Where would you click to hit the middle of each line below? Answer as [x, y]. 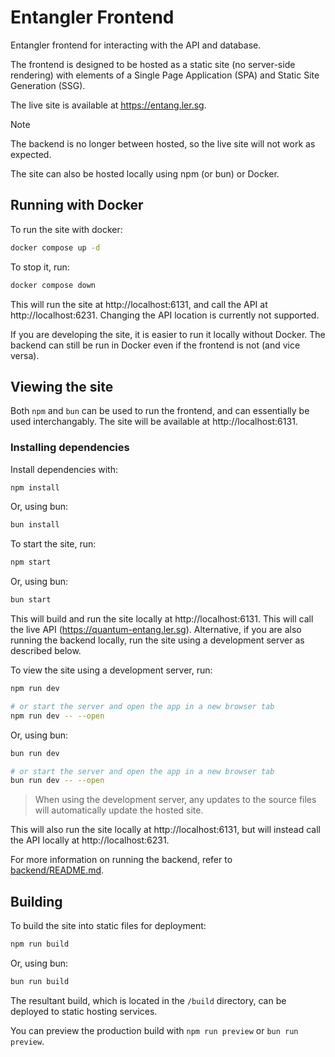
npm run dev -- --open [57, 716]
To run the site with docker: [66, 229]
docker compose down [53, 285]
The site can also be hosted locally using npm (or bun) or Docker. [145, 173]
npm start [31, 562]
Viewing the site [62, 386]
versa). [25, 355]
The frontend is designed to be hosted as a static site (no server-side [153, 64]
